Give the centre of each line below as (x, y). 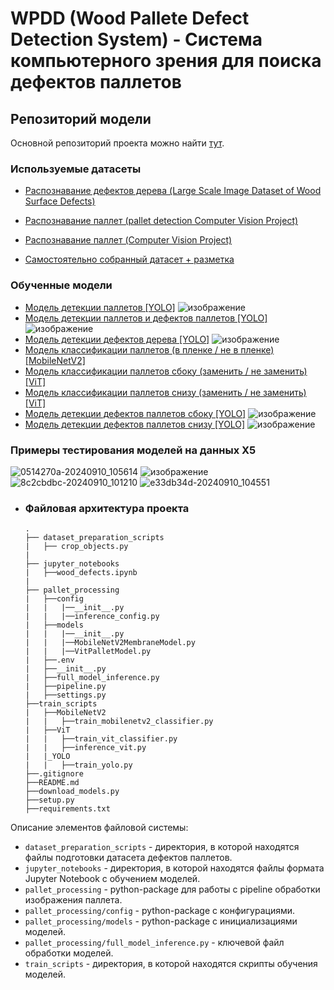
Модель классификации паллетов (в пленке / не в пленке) (149, 349)
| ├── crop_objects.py (76, 547)
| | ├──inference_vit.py (85, 748)
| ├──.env (49, 660)
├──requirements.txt (67, 809)
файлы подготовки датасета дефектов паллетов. (128, 858)
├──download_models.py (72, 792)
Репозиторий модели (81, 118)
